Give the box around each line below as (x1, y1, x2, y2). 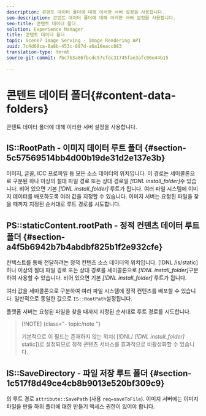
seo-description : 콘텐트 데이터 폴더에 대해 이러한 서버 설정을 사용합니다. (6, 15, 176, 21)
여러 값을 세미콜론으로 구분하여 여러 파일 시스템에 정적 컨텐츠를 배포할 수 (6, 287, 180, 295)
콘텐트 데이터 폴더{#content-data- (6, 88, 177, 102)
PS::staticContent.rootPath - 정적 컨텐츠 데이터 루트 (6, 220, 200, 230)
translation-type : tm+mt (6, 49, 70, 55)
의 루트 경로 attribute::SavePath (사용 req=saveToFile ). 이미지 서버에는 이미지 (6, 395, 199, 402)
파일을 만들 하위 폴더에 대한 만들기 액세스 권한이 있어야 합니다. (6, 403, 155, 410)
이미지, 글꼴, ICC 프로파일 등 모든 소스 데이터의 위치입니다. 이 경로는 (6, 170, 169, 177)
